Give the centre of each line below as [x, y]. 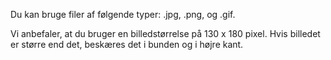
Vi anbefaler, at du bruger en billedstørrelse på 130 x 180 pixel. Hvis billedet [165, 33]
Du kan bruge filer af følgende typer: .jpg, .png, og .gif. [123, 14]
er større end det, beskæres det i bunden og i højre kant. [127, 44]
